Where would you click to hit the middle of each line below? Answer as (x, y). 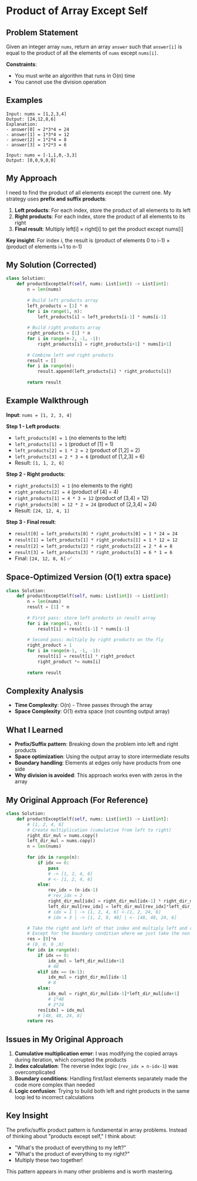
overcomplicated (35, 1072)
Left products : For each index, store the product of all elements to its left (103, 210)
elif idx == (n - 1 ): (61, 972)
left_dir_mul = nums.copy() (61, 841)
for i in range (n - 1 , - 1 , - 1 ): (64, 651)
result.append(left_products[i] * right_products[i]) (104, 372)
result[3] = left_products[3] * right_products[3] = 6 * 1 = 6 (94, 552)
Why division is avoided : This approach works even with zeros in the (98, 775)
